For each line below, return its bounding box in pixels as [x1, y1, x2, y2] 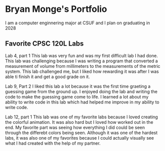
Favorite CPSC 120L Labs [5, 40, 84, 48]
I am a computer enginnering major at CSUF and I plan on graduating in [5, 20, 150, 26]
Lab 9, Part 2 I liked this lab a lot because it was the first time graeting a [5, 83, 151, 89]
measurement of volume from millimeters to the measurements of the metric [5, 63, 161, 69]
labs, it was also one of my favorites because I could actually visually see [5, 135, 154, 141]
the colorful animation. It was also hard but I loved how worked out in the [5, 119, 154, 125]
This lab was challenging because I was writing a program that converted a [5, 58, 158, 64]
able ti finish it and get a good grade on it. [5, 73, 90, 80]
